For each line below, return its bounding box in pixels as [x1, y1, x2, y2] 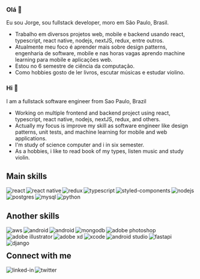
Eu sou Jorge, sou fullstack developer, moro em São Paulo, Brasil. [6, 19, 169, 26]
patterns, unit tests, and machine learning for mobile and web [14, 128, 168, 136]
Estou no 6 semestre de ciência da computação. [14, 62, 135, 70]
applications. [14, 134, 47, 142]
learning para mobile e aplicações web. [14, 56, 113, 64]
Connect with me [6, 250, 72, 260]
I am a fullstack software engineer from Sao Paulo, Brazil [6, 97, 147, 104]
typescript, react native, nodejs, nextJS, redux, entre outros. [14, 37, 164, 44]
